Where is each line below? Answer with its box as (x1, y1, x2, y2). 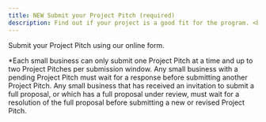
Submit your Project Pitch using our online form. (8, 40, 165, 50)
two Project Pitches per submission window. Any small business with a (8, 64, 239, 73)
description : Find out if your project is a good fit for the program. (8, 19, 249, 27)
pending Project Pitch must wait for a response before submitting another (8, 72, 248, 82)
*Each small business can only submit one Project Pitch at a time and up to (8, 56, 253, 65)
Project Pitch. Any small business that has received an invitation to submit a (8, 80, 255, 91)
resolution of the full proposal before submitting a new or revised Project (8, 98, 245, 107)
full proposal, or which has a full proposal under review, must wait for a (8, 89, 240, 98)
